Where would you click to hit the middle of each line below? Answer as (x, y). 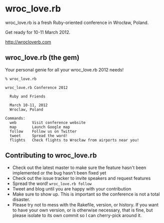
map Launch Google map (40, 127)
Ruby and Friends (28, 96)
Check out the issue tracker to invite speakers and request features (82, 178)
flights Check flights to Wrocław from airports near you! (75, 140)
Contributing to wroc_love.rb (51, 155)
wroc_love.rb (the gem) (42, 58)
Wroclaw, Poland (26, 109)
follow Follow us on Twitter (43, 131)
